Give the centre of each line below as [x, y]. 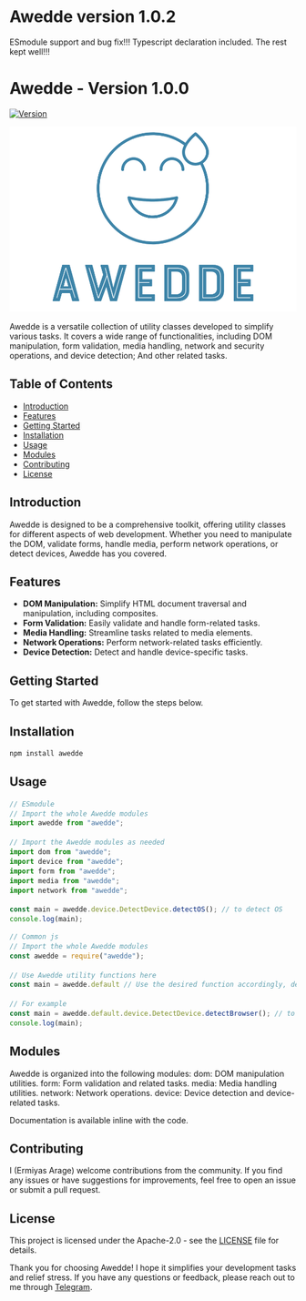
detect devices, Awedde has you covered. [88, 554]
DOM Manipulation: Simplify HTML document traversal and [135, 604]
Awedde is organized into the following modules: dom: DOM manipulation [147, 1073]
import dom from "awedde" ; [61, 852]
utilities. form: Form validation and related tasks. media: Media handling [143, 1083]
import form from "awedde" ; [63, 871]
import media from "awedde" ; [65, 880]
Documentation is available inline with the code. [99, 1120]
